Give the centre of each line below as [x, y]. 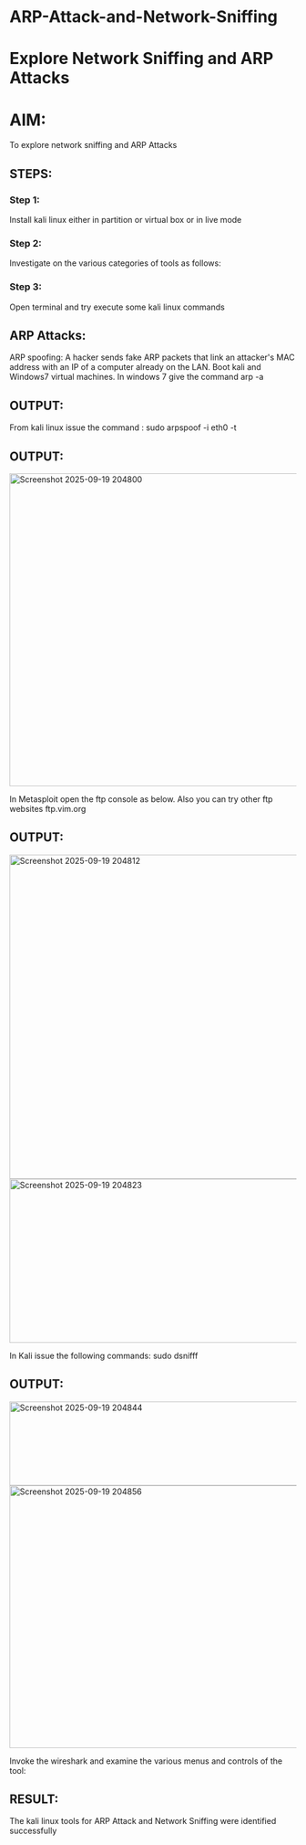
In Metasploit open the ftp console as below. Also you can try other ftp [141, 799]
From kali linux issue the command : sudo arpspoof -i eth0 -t [123, 427]
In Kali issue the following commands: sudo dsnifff [104, 1355]
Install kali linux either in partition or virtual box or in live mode [126, 220]
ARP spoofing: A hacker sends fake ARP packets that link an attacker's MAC [152, 357]
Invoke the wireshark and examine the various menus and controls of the [146, 1761]
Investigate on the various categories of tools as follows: [115, 263]
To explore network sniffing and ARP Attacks [93, 145]
